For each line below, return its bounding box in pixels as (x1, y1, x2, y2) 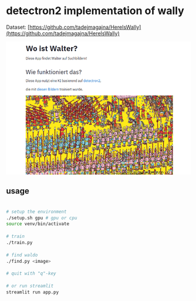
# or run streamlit (6, 283, 54, 289)
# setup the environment (6, 209, 67, 215)
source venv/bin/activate (6, 221, 69, 227)
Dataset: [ (6, 24, 30, 31)
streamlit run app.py (6, 289, 59, 295)
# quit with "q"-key (6, 270, 57, 277)
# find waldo (6, 252, 38, 258)
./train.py (6, 240, 33, 246)
